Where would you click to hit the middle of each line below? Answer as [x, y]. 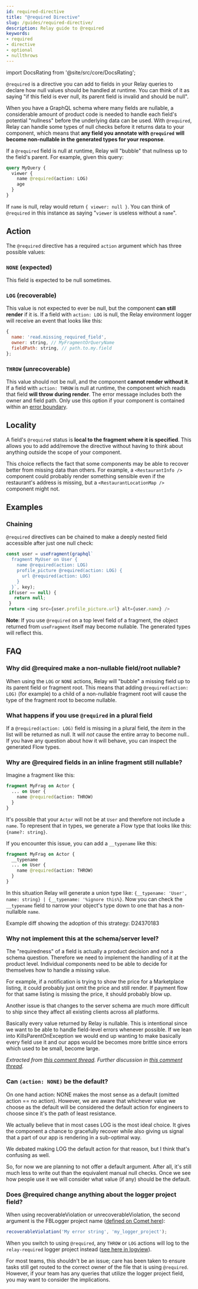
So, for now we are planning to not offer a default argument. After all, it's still [99, 1166]
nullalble [16, 911]
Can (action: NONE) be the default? [57, 1082]
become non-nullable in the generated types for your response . [85, 139]
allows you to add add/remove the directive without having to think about [95, 446]
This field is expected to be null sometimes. [59, 280]
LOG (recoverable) [32, 295]
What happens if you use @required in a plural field [80, 715]
